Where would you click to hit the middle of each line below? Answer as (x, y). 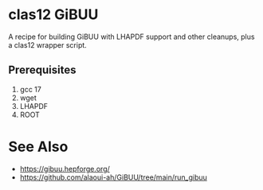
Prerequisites (42, 70)
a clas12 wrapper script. (48, 45)
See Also (38, 147)
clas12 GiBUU (53, 15)
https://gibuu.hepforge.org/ (65, 169)
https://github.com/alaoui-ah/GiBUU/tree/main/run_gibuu (113, 177)
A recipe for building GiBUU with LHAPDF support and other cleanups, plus (131, 37)
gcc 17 (30, 89)
